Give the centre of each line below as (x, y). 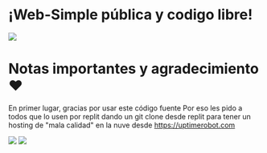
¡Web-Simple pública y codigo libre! (131, 15)
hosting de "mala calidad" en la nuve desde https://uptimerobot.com (122, 125)
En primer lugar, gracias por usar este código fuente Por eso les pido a (125, 108)
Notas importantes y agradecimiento (133, 69)
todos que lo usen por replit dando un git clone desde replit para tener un (130, 116)
